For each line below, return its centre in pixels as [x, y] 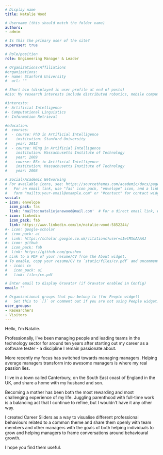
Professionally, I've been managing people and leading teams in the [73, 338]
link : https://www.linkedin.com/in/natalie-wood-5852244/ [69, 225]
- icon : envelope [23, 202]
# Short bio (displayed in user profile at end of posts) [65, 90]
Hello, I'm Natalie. [23, 329]
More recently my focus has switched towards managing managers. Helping [81, 358]
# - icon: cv [18, 265]
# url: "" [16, 81]
